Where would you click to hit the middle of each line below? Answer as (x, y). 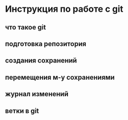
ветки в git (22, 111)
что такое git (26, 27)
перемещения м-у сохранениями (60, 77)
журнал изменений (37, 94)
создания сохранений (41, 61)
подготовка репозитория (46, 44)
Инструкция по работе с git (64, 9)
